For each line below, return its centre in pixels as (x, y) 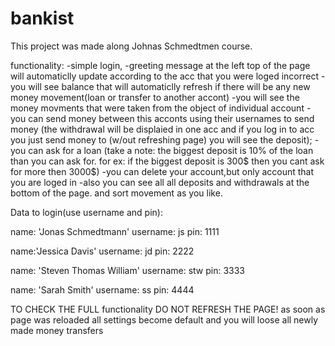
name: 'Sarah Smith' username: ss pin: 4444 (102, 289)
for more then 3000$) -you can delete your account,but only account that (162, 171)
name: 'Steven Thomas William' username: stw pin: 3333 (127, 270)
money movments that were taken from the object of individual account (157, 108)
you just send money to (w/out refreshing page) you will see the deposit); (161, 139)
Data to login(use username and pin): (86, 212)
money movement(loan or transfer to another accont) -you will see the (155, 97)
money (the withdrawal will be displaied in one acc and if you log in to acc (162, 129)
